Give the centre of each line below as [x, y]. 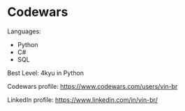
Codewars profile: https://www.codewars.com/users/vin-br [92, 86]
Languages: [24, 31]
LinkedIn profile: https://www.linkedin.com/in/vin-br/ [83, 100]
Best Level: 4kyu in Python [46, 73]
